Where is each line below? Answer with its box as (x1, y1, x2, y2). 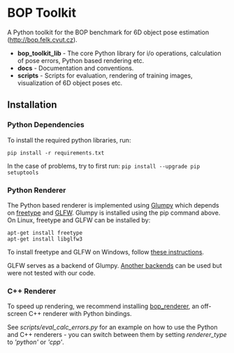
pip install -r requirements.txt (7, 149, 105, 157)
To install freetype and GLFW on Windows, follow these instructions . (7, 247, 205, 256)
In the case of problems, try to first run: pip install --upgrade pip (7, 161, 200, 170)
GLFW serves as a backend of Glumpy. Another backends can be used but (7, 261, 222, 270)
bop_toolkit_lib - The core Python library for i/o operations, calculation (17, 49, 221, 57)
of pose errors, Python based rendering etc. (17, 56, 145, 64)
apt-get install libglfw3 (7, 236, 82, 243)
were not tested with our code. (7, 268, 96, 277)
